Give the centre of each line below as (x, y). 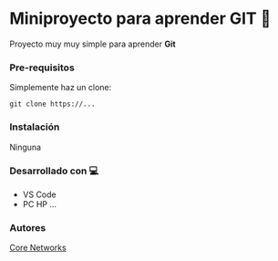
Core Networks (38, 248)
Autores (28, 227)
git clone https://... (52, 104)
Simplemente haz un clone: (61, 88)
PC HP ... (40, 204)
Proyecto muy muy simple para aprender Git (93, 44)
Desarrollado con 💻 (54, 171)
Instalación (35, 127)
